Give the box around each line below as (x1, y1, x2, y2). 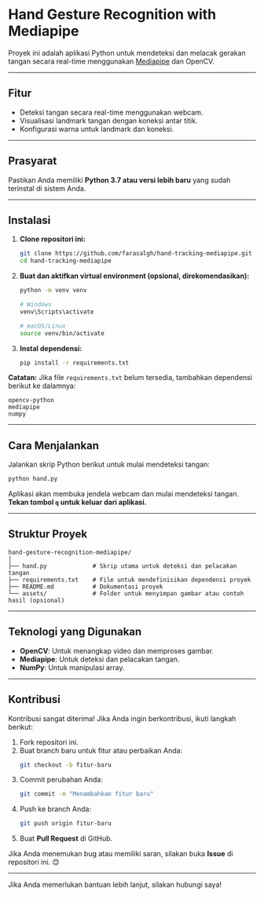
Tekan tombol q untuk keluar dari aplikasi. (8, 497, 147, 507)
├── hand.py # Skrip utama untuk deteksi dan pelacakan (8, 562, 237, 570)
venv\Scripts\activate (19, 308, 94, 316)
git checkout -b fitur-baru (19, 760, 112, 769)
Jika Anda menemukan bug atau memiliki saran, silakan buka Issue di (8, 849, 233, 859)
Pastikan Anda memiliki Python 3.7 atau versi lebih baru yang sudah (8, 175, 231, 185)
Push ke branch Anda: (19, 804, 92, 814)
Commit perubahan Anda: (19, 775, 104, 785)
